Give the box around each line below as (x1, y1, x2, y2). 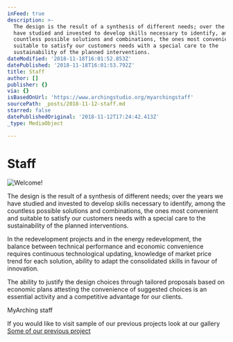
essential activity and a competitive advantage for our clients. (7, 293, 183, 301)
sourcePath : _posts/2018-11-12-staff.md (7, 101, 126, 108)
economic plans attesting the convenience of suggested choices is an (7, 285, 207, 293)
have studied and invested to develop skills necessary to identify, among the (7, 199, 226, 208)
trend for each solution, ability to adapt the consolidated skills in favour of (7, 257, 218, 266)
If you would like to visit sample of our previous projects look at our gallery (7, 320, 221, 328)
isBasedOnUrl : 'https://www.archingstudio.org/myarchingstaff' (7, 94, 194, 101)
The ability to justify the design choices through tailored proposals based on (7, 278, 225, 287)
